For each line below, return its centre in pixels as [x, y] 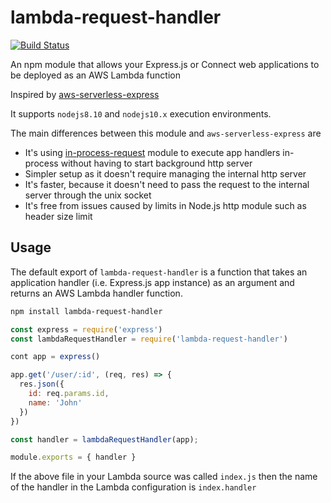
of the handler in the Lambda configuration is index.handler [133, 487]
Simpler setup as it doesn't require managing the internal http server [165, 173]
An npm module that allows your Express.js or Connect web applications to [165, 64]
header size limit [58, 216]
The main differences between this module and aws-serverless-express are [166, 133]
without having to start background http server [156, 163]
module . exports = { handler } [73, 457]
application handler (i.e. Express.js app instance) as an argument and [152, 282]
